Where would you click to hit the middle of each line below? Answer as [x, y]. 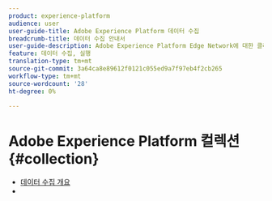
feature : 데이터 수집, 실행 [50, 53]
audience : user [34, 24]
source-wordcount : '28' [49, 83]
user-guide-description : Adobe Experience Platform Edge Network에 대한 [131, 46]
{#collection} [54, 158]
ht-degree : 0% [32, 91]
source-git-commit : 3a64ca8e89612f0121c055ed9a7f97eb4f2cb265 [115, 69]
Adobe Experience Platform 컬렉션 [124, 141]
